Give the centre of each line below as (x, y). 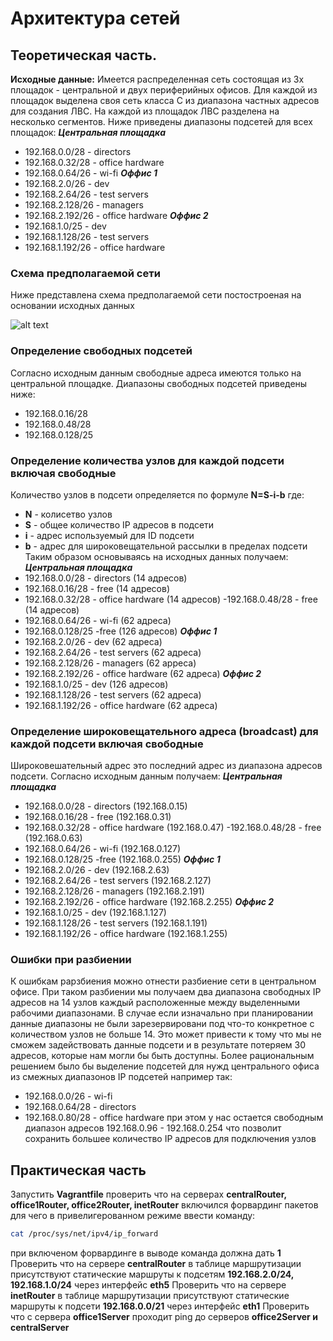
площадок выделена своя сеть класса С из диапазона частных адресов (165, 100)
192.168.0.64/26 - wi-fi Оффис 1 (91, 173)
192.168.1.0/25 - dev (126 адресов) (96, 684)
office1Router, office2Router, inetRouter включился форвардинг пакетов (164, 1205)
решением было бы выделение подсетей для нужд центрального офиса (165, 1066)
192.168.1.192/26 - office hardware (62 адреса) (121, 705)
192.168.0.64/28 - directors (80, 1107)
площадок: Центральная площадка (88, 132)
